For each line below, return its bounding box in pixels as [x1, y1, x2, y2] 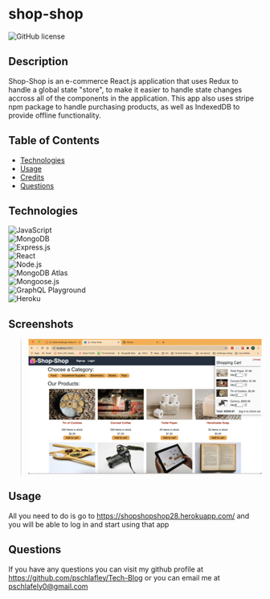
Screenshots [8, 317, 74, 331]
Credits [19, 172, 45, 182]
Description [8, 55, 68, 68]
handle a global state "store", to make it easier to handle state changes [8, 85, 243, 94]
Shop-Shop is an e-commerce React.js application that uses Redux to [8, 76, 239, 85]
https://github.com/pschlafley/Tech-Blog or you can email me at [8, 572, 221, 582]
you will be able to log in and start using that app [8, 519, 170, 529]
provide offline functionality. [8, 110, 102, 120]
